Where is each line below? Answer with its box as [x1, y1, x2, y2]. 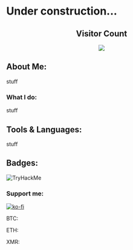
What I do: [6, 93, 37, 101]
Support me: [6, 189, 44, 198]
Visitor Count [76, 29, 128, 39]
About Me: [6, 62, 47, 72]
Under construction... [6, 4, 118, 18]
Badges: [6, 158, 38, 168]
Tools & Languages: [6, 124, 82, 135]
